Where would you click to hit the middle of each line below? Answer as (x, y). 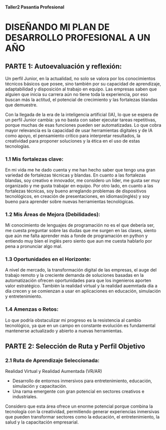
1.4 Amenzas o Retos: (32, 309)
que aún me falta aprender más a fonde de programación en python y (77, 236)
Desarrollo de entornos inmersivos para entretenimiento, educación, (82, 381)
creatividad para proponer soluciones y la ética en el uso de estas (73, 141)
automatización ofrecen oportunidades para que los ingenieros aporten (78, 280)
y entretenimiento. (24, 296)
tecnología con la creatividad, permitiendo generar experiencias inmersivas (82, 412)
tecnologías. (18, 146)
